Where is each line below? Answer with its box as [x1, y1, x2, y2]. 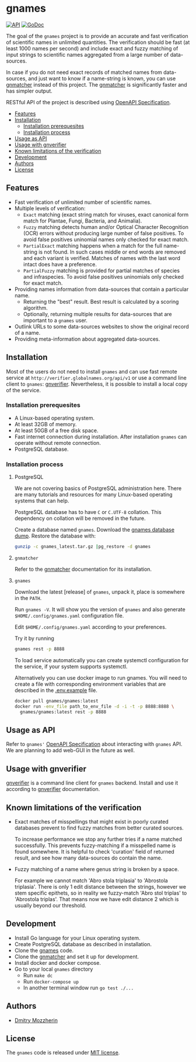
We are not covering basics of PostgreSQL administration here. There [14, 485, 182, 492]
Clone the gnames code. [14, 947, 74, 954]
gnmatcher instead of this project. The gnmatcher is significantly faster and [6, 81, 188, 88]
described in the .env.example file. [14, 687, 97, 694]
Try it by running [14, 635, 54, 642]
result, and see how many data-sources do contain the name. [14, 854, 163, 861]
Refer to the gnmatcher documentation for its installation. [14, 566, 152, 573]
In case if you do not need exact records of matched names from [6, 68, 162, 76]
